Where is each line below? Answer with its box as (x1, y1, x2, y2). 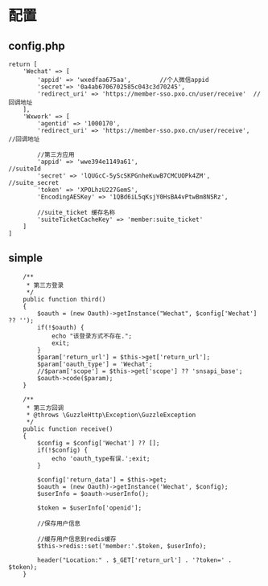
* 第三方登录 (26, 281, 64, 289)
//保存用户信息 (37, 519, 80, 527)
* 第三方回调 (26, 404, 64, 412)
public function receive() (23, 424, 113, 433)
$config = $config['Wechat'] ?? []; (37, 439, 160, 447)
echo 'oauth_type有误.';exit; (51, 454, 150, 462)
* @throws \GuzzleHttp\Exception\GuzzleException (26, 411, 196, 419)
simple (8, 252, 43, 265)
